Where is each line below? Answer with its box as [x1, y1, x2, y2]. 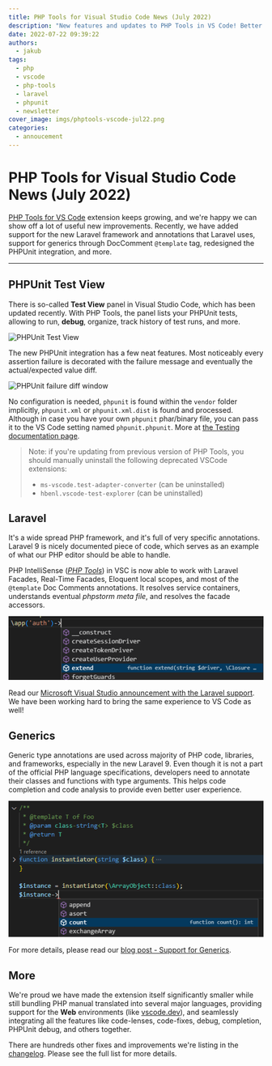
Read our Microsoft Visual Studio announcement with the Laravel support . [8, 688, 255, 698]
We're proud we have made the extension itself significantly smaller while [8, 990, 253, 1000]
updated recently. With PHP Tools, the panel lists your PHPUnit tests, [8, 308, 238, 317]
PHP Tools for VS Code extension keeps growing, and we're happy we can [8, 212, 257, 222]
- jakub [15, 47, 42, 56]
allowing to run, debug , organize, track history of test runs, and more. [8, 316, 240, 326]
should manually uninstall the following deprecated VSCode [28, 455, 228, 465]
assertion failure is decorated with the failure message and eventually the [8, 356, 253, 366]
